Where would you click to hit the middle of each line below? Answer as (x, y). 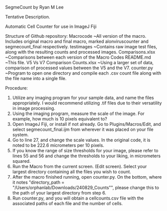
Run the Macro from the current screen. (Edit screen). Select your (80, 166)
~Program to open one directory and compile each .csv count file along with (83, 73)
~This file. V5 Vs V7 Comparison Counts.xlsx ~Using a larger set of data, (80, 62)
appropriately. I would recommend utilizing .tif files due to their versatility (87, 103)
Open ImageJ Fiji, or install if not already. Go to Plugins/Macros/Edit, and (87, 124)
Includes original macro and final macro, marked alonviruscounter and (77, 41)
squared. (21, 161)
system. (20, 135)
